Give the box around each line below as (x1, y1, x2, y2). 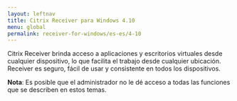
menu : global (7, 23, 46, 30)
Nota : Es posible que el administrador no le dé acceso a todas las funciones (7, 78, 231, 87)
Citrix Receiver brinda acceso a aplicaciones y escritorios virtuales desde (7, 49, 223, 58)
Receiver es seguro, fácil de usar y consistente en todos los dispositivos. (7, 64, 221, 73)
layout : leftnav (7, 10, 56, 18)
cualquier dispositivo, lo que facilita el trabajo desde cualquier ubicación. (7, 57, 222, 66)
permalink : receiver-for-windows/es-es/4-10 (7, 30, 142, 37)
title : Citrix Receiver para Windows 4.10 (7, 17, 135, 24)
